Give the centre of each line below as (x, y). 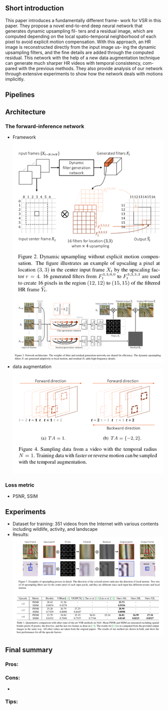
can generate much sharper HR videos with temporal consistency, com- (79, 63)
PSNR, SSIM (25, 496)
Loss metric (20, 485)
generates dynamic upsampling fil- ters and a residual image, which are (79, 31)
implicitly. (15, 79)
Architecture (26, 112)
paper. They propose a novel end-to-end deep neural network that (74, 26)
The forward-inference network (45, 126)
